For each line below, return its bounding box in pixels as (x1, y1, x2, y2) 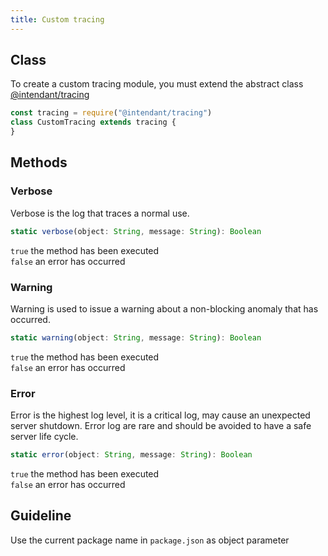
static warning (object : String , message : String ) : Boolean (10, 332, 262, 343)
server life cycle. (10, 431, 79, 443)
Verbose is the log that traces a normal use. (10, 207, 190, 219)
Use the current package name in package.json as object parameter (10, 534, 290, 546)
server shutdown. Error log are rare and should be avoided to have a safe (10, 420, 312, 432)
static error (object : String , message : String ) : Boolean (10, 450, 253, 460)
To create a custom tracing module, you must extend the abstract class (10, 78, 304, 90)
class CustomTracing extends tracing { (10, 117, 177, 128)
